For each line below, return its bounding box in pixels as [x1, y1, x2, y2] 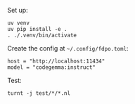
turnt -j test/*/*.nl [7, 90, 71, 97]
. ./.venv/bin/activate [7, 32, 77, 39]
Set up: [7, 6, 28, 14]
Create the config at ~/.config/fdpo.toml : [7, 44, 129, 52]
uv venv [7, 20, 30, 27]
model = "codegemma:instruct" [7, 64, 96, 71]
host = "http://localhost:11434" [7, 58, 105, 65]
